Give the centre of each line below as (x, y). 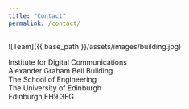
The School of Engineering (53, 79)
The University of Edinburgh (55, 88)
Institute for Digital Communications (68, 62)
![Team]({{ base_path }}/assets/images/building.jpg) (95, 46)
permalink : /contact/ (45, 23)
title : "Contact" (37, 16)
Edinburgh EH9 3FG (41, 96)
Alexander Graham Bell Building (61, 70)
